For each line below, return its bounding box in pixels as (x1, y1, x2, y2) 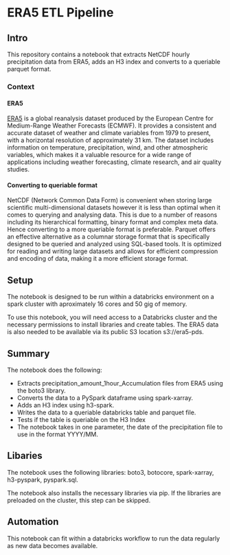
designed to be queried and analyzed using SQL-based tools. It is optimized (7, 240, 222, 248)
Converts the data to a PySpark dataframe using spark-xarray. (16, 393, 194, 402)
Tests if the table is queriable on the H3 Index (16, 415, 146, 423)
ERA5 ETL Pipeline (7, 5, 114, 21)
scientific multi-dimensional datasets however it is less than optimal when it (7, 204, 221, 212)
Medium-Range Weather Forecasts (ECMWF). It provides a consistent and (7, 121, 217, 130)
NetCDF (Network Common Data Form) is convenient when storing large (7, 196, 212, 204)
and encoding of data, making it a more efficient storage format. (7, 255, 189, 263)
